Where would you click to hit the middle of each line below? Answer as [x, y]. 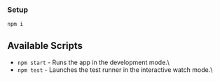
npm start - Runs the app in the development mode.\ [94, 62]
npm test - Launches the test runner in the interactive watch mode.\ [115, 70]
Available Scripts [45, 46]
